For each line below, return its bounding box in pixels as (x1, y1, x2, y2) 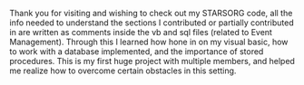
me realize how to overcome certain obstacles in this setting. (9, 65, 237, 76)
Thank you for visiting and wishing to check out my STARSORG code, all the (9, 8, 293, 18)
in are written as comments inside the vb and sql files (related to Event (9, 27, 272, 37)
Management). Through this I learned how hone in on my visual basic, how (9, 36, 289, 47)
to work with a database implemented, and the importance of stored (9, 46, 264, 57)
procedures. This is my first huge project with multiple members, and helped (9, 56, 295, 66)
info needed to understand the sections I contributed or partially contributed (9, 17, 295, 28)
